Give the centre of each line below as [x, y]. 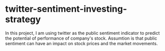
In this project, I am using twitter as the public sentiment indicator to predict [82, 33]
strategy [23, 19]
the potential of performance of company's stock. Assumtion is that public [81, 38]
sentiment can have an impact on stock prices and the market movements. [82, 43]
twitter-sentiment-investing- [66, 9]
